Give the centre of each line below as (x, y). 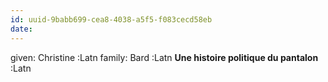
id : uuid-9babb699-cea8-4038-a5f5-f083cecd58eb (111, 19)
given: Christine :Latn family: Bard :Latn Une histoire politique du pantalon (164, 57)
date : (21, 29)
